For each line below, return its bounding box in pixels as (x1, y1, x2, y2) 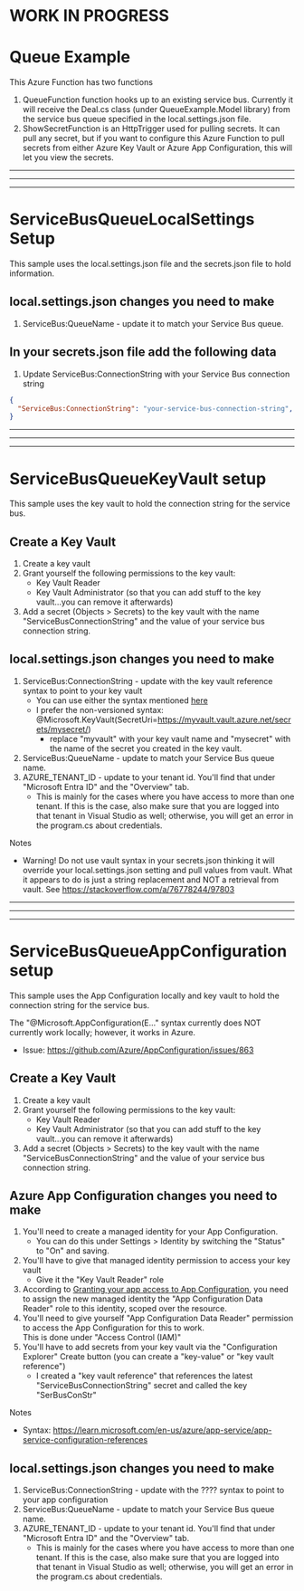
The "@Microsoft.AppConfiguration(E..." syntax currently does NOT (9, 1017, 261, 1028)
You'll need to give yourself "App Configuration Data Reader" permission (22, 1313, 294, 1324)
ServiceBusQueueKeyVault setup (9, 468, 267, 489)
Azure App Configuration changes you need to (9, 1188, 278, 1204)
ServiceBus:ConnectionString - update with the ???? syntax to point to (22, 1485, 285, 1496)
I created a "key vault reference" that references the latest (35, 1370, 253, 1381)
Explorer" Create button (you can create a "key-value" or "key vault (22, 1351, 274, 1362)
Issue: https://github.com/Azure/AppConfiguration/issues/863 (22, 1044, 254, 1055)
